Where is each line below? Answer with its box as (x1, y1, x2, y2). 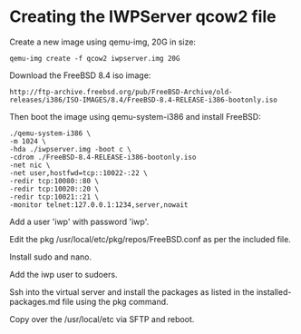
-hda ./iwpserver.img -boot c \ (9, 144, 131, 153)
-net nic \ (9, 161, 51, 170)
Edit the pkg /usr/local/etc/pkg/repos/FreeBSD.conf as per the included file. (9, 233, 292, 244)
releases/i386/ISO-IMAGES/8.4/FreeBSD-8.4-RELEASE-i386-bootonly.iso (9, 95, 278, 104)
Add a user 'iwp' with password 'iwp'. (9, 216, 150, 227)
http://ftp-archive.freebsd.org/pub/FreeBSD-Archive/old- (9, 87, 233, 96)
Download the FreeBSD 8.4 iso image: (9, 70, 151, 81)
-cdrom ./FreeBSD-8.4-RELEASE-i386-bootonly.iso (9, 152, 197, 162)
